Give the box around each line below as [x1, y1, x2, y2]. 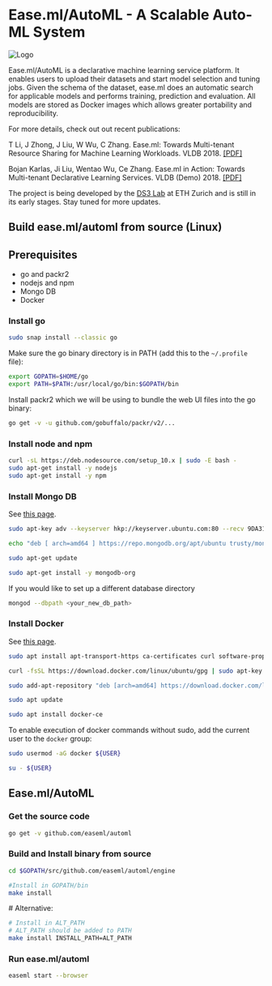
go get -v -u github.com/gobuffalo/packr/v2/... [8, 419, 176, 427]
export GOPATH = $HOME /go [8, 372, 89, 381]
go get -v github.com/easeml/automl [8, 829, 132, 837]
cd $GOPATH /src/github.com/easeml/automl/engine [8, 866, 176, 875]
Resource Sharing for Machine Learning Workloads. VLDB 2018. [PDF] [8, 148, 243, 158]
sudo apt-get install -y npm [8, 471, 107, 479]
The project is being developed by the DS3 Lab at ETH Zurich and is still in [8, 188, 257, 198]
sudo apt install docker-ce [8, 711, 104, 719]
